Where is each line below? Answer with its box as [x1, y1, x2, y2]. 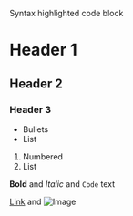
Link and [9, 196, 42, 207]
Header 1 [9, 40, 77, 60]
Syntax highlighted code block [9, 8, 124, 18]
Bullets [22, 123, 49, 135]
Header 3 [9, 103, 52, 116]
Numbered [22, 150, 64, 162]
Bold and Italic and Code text [9, 178, 116, 190]
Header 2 [9, 76, 64, 91]
